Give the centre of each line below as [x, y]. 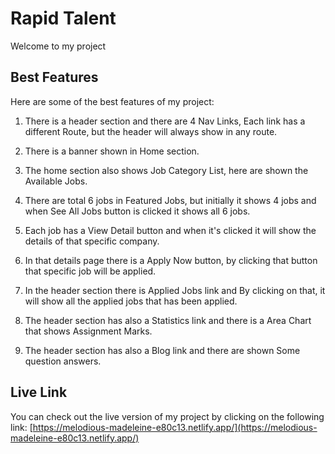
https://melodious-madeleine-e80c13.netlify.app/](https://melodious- [175, 427]
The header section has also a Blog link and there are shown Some [162, 350]
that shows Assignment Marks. [88, 331]
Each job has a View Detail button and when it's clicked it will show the [170, 230]
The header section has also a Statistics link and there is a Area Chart [168, 320]
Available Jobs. [56, 181]
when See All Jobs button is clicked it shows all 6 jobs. [137, 211]
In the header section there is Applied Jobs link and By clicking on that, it [175, 290]
